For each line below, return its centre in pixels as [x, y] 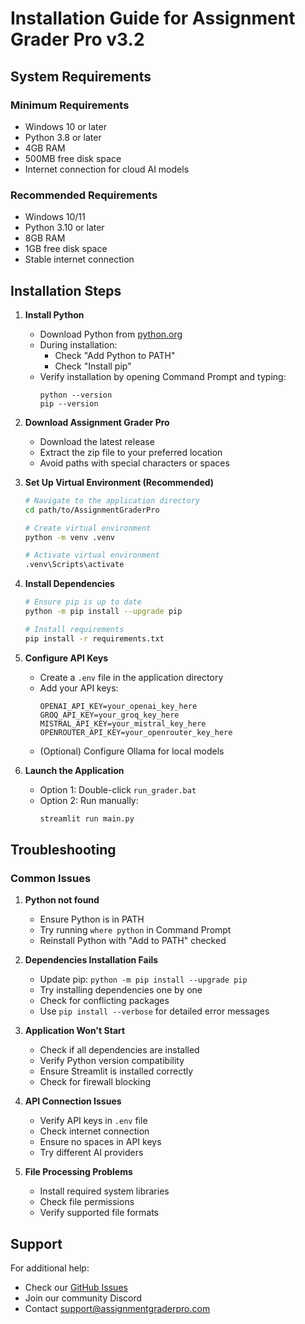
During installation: [78, 344]
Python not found [62, 900]
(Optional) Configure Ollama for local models [132, 751]
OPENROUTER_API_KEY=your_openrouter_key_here [136, 732]
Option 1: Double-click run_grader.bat [118, 789]
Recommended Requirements [84, 195]
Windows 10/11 [55, 217]
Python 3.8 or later [63, 137]
